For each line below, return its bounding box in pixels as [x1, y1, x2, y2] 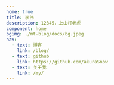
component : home [6, 25, 47, 32]
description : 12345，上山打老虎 [6, 20, 82, 26]
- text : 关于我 [11, 64, 47, 71]
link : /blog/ [17, 48, 50, 54]
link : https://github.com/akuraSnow [17, 59, 109, 65]
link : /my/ [17, 70, 44, 76]
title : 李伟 [6, 14, 34, 20]
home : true [6, 8, 33, 15]
